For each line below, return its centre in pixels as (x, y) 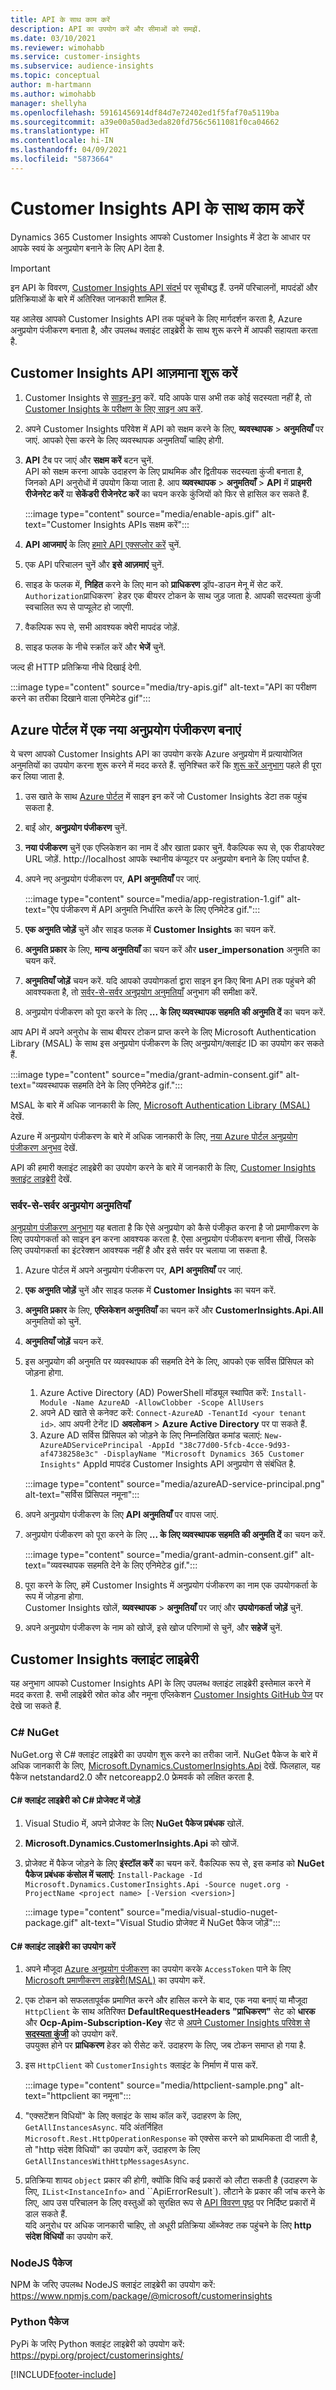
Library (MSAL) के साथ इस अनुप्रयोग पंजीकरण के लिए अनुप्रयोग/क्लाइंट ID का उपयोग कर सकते (167, 1043)
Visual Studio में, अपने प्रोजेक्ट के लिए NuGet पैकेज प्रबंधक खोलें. (134, 1823)
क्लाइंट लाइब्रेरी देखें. (41, 1179)
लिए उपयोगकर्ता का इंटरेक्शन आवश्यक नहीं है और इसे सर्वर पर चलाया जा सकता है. (139, 1250)
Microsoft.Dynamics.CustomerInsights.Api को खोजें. (132, 1843)
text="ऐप (42, 910)
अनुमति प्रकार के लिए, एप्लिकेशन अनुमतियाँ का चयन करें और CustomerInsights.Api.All (174, 1310)
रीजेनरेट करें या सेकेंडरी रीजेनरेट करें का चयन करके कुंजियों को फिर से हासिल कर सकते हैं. (167, 493)
